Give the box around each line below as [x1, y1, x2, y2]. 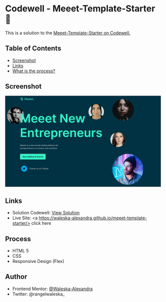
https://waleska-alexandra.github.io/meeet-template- [39, 215, 147, 221]
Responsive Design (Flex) [12, 258, 65, 264]
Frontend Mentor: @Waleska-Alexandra [12, 286, 93, 292]
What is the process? [12, 68, 56, 74]
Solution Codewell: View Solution [12, 210, 80, 216]
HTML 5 [12, 248, 29, 253]
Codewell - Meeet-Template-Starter [5, 3, 156, 14]
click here [31, 220, 51, 226]
